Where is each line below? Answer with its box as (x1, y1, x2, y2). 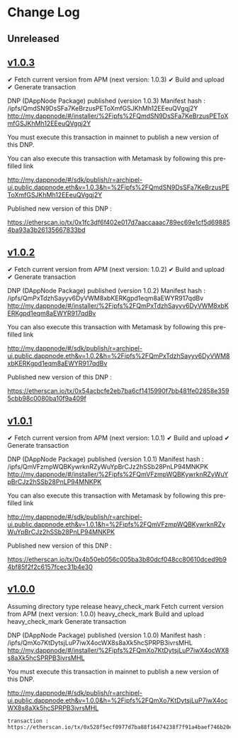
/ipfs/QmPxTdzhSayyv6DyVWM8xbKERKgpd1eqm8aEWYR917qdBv (7, 294, 204, 302)
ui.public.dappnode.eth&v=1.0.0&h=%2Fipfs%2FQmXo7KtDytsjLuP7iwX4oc (7, 696, 228, 705)
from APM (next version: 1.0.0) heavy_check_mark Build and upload (7, 610, 204, 618)
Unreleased (7, 33, 60, 45)
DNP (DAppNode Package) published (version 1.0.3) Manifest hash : (7, 97, 205, 105)
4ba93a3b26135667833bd (7, 226, 86, 234)
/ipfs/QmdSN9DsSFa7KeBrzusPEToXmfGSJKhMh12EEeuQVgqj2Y (7, 104, 198, 113)
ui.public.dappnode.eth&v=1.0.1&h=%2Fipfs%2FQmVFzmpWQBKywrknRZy (7, 520, 225, 529)
